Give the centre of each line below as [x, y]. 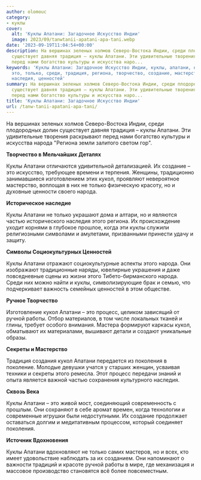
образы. [16, 337]
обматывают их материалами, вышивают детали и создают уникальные [99, 331]
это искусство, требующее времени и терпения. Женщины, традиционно [100, 172]
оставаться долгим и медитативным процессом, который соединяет [95, 422]
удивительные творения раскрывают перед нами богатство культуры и [98, 136]
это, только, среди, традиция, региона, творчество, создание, [92, 73]
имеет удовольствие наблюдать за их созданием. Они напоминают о [95, 458]
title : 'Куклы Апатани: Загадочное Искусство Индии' [73, 101]
